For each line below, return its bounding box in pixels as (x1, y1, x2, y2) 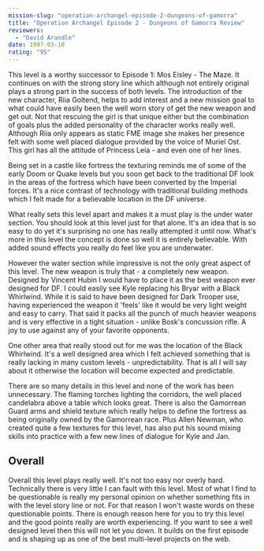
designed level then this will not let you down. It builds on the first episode (8, 526, 249, 535)
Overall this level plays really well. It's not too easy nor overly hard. (8, 475, 225, 485)
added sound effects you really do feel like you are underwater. (8, 243, 214, 253)
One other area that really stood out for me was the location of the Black (8, 341, 243, 350)
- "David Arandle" (15, 33, 76, 42)
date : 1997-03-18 (8, 41, 65, 49)
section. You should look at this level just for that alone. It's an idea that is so (8, 218, 256, 227)
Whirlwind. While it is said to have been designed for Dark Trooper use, (8, 292, 240, 301)
